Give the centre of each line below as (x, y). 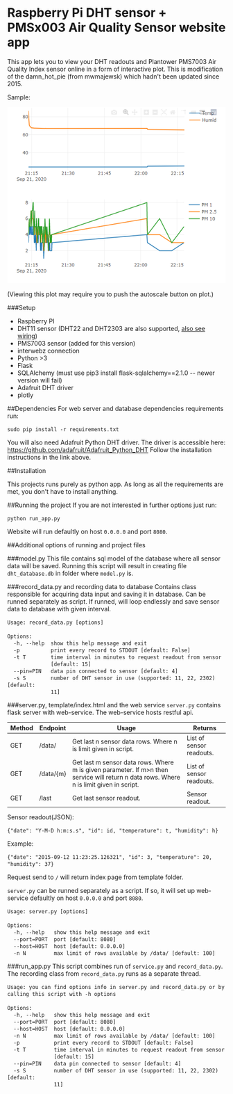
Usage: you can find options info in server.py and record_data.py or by (116, 987)
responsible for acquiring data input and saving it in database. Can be (106, 594)
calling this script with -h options (62, 994)
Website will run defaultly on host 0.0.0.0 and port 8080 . (87, 532)
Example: (20, 844)
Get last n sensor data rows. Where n (125, 741)
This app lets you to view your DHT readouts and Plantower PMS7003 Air (112, 61)
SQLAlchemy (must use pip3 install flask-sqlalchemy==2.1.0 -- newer (116, 373)
